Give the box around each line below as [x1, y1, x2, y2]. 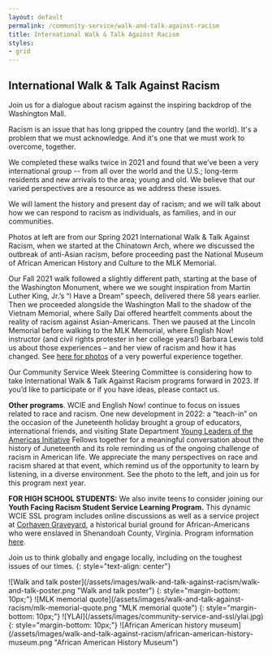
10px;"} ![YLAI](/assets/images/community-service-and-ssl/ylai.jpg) [36, 611, 264, 621]
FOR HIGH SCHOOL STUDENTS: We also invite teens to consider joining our [8, 493, 264, 503]
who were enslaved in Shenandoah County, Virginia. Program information [8, 528, 254, 538]
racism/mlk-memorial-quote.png [8, 602, 118, 613]
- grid [8, 47, 31, 56]
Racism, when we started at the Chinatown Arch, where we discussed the [8, 241, 255, 250]
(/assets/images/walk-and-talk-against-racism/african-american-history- [8, 628, 254, 638]
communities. [8, 216, 54, 226]
